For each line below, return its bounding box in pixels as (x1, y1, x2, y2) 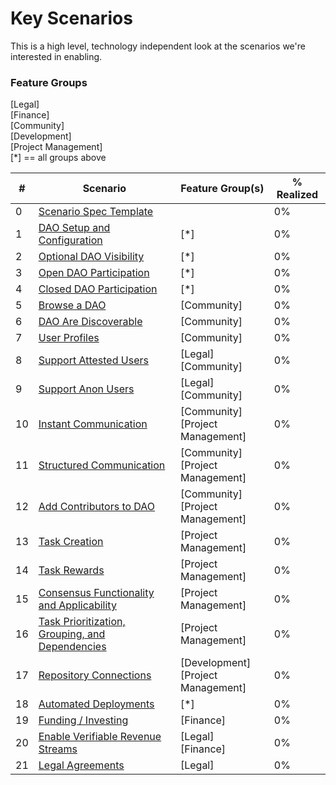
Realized (276, 188, 319, 202)
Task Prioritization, (38, 615, 126, 629)
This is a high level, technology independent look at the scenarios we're (10, 40, 306, 52)
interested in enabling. (10, 50, 103, 62)
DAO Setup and (38, 221, 111, 235)
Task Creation (38, 535, 104, 549)
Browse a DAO (38, 298, 107, 312)
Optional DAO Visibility (38, 250, 145, 264)
